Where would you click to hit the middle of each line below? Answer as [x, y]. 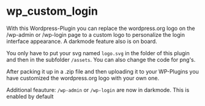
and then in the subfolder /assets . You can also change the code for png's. [101, 59]
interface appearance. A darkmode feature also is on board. [82, 41]
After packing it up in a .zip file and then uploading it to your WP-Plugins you [102, 71]
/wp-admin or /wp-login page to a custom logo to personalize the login [96, 34]
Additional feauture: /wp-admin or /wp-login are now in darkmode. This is [98, 89]
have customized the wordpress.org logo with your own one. [83, 78]
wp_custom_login [52, 11]
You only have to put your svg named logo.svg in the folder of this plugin [98, 53]
